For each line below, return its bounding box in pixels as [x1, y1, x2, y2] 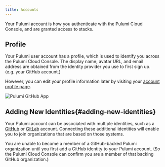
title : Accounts [5, 7, 39, 12]
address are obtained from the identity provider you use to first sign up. [5, 64, 151, 69]
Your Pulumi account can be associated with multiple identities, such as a [5, 121, 155, 127]
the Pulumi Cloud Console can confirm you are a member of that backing [5, 151, 154, 157]
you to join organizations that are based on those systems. [5, 131, 124, 137]
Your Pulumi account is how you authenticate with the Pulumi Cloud [5, 21, 143, 27]
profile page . [5, 84, 31, 90]
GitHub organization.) [5, 156, 49, 163]
